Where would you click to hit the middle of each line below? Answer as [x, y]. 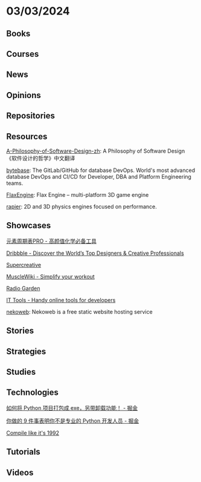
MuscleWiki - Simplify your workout [50, 276]
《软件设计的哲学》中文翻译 [41, 158]
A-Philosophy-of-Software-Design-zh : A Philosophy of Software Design [96, 151]
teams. [15, 183]
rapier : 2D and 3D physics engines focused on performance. [81, 206]
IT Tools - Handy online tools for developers [61, 300]
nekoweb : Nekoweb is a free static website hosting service [79, 312]
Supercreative [24, 265]
